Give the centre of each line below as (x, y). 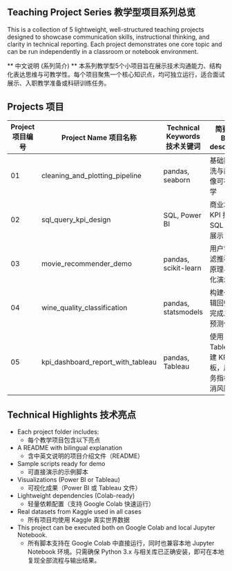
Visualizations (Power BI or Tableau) (69, 480)
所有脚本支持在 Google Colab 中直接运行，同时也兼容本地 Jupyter (121, 543)
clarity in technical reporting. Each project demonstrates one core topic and (115, 44)
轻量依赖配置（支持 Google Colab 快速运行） (91, 504)
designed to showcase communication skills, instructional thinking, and (108, 37)
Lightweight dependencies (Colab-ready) (76, 496)
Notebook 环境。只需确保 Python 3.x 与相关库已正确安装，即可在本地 (126, 552)
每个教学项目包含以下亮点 (64, 440)
